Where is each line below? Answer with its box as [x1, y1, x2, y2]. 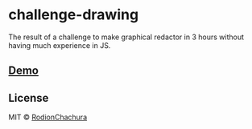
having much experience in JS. [8, 40, 111, 50]
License [8, 91, 49, 105]
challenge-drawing [8, 6, 139, 24]
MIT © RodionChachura [8, 112, 88, 122]
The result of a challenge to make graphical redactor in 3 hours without [8, 32, 244, 42]
